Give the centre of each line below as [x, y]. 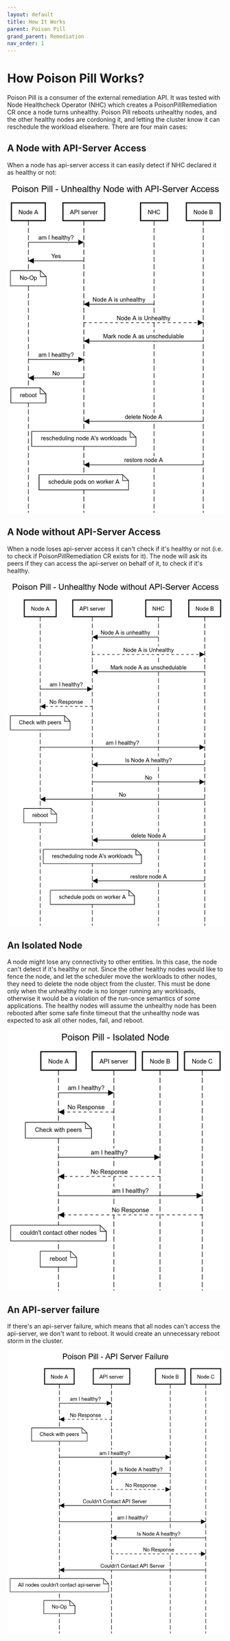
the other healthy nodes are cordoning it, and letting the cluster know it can [114, 120]
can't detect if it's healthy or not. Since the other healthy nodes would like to [115, 969]
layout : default [30, 14]
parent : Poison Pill [37, 29]
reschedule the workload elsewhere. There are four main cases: [97, 127]
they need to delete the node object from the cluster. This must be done [109, 984]
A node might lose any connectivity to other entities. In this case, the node [112, 962]
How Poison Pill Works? [76, 78]
